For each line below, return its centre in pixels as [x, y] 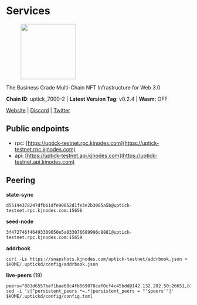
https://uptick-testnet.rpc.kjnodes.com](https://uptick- [93, 143]
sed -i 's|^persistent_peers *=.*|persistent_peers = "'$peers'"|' [90, 291]
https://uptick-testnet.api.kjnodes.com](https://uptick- [92, 155]
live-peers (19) [24, 275]
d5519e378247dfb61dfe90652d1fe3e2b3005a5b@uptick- [69, 205]
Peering [21, 180]
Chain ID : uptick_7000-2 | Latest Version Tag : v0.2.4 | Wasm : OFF [87, 99]
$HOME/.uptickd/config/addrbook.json [52, 264]
